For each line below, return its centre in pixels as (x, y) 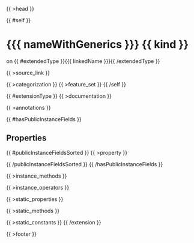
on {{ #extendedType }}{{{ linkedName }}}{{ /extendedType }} (83, 61)
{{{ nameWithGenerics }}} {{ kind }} (98, 45)
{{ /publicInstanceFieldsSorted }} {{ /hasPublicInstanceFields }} (85, 164)
